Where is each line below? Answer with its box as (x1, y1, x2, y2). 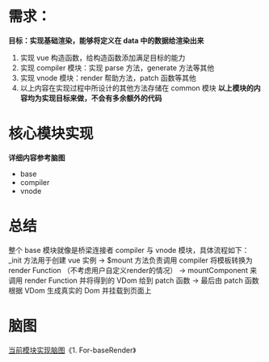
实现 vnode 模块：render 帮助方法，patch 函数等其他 (19, 73, 196, 82)
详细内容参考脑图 (8, 153, 65, 162)
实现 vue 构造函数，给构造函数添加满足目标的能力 (19, 53, 186, 62)
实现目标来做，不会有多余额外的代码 (41, 93, 162, 103)
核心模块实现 (8, 124, 95, 143)
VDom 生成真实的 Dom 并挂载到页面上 (23, 285, 152, 295)
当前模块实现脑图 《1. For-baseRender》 (8, 345, 137, 355)
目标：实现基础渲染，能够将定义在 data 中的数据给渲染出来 (8, 36, 204, 45)
